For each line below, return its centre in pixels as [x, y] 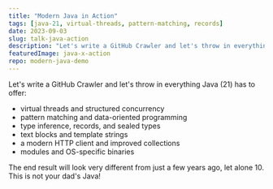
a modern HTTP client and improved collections [100, 143]
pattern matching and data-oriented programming [104, 117]
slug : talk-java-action [49, 39]
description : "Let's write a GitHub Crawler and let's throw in [119, 46]
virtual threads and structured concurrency [92, 108]
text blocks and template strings [74, 134]
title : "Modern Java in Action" [63, 16]
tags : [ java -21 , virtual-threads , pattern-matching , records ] [116, 24]
